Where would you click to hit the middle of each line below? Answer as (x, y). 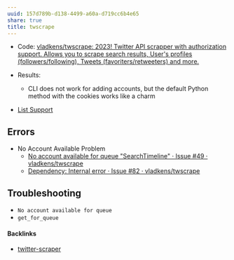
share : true (25, 20)
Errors (21, 131)
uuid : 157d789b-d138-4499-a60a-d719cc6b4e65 (73, 14)
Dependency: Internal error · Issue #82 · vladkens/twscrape (114, 171)
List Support (35, 110)
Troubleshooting (44, 193)
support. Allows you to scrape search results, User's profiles (105, 54)
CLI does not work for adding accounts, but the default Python (118, 89)
